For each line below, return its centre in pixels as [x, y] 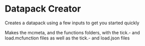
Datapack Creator [43, 9]
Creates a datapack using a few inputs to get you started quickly [72, 23]
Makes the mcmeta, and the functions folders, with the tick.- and [72, 32]
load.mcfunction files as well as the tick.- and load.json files [67, 38]
